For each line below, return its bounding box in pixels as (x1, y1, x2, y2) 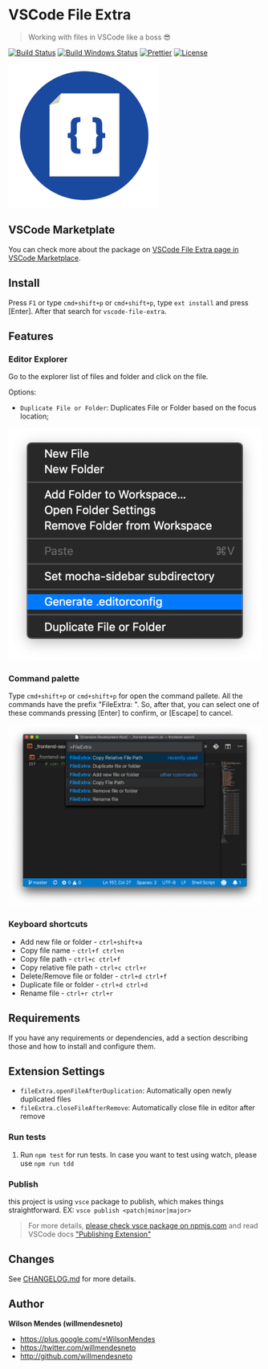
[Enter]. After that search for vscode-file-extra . (8, 306, 167, 316)
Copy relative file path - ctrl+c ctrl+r (19, 962, 147, 972)
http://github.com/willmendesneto (19, 1351, 133, 1361)
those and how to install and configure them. (8, 1041, 156, 1051)
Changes (8, 1253, 55, 1266)
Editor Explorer (8, 353, 68, 365)
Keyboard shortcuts (8, 918, 88, 930)
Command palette (8, 672, 80, 684)
